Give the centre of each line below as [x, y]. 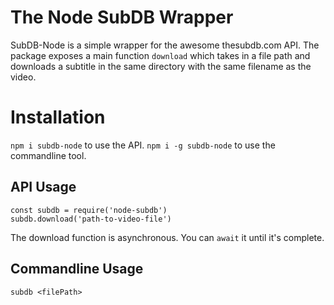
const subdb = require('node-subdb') [89, 210]
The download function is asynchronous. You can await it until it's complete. [167, 237]
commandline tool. [48, 155]
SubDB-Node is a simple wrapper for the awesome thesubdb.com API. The [165, 45]
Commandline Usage [77, 269]
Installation [58, 117]
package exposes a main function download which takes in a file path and [160, 55]
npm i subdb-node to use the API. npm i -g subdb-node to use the [143, 145]
